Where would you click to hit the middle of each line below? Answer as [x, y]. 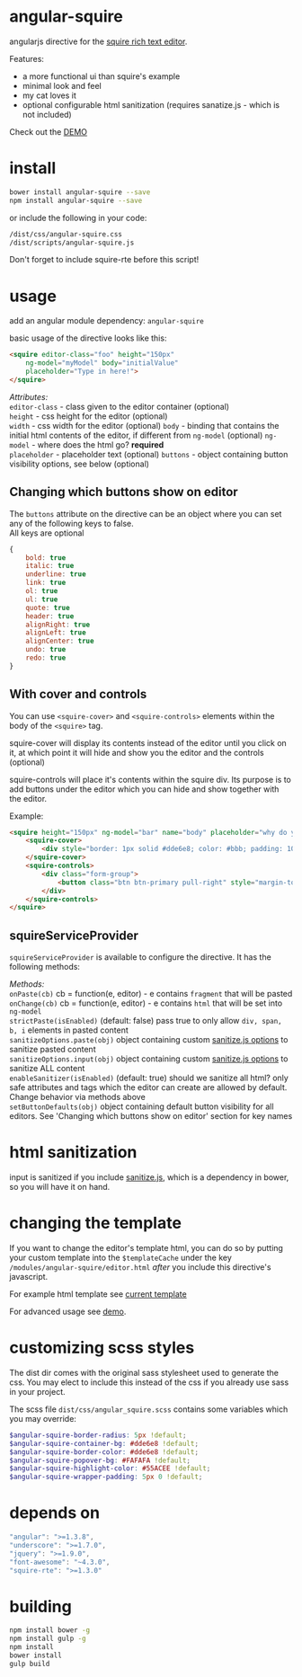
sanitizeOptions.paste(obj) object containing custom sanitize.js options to [149, 1040]
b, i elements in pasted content [69, 1030]
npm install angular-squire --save [76, 200]
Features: [27, 58]
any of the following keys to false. [71, 523]
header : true [50, 616]
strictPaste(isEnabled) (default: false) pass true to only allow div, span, [146, 1021]
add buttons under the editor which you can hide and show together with [144, 789]
